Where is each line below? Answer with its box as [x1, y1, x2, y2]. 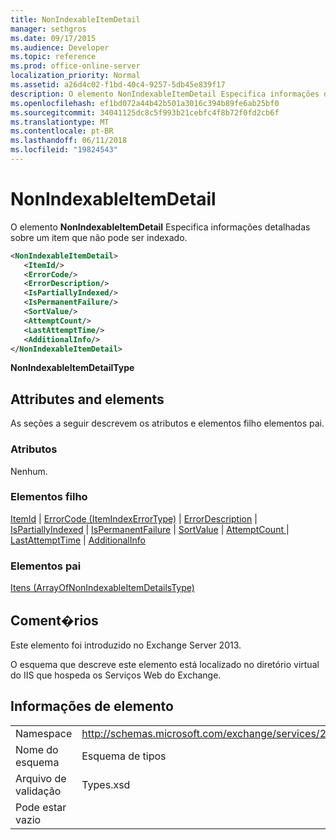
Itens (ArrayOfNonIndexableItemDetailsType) [10, 582, 195, 594]
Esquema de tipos [81, 749, 167, 763]
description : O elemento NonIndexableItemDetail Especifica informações [10, 89, 320, 99]
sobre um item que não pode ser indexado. [10, 231, 188, 243]
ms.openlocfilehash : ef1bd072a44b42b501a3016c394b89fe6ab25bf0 [10, 98, 280, 108]
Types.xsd [81, 777, 131, 791]
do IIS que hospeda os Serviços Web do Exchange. [10, 669, 222, 681]
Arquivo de [15, 771, 67, 785]
